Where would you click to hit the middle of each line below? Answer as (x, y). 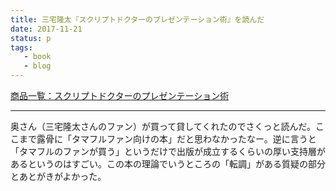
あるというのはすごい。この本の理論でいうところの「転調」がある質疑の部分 (168, 164)
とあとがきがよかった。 (58, 176)
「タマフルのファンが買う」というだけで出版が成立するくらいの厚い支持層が (168, 151)
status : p (31, 38)
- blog (37, 66)
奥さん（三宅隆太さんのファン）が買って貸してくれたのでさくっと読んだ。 (163, 126)
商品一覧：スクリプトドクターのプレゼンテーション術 (120, 95)
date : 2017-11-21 (46, 29)
